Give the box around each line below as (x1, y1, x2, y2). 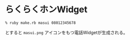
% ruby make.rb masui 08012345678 (5, 20, 76, 25)
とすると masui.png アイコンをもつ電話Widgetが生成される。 (5, 29, 128, 35)
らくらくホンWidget (5, 4, 88, 15)
